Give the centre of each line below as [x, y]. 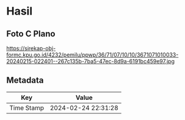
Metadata [25, 80]
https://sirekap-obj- [31, 48]
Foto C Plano [31, 34]
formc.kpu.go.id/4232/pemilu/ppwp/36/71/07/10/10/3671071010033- [92, 55]
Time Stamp [27, 108]
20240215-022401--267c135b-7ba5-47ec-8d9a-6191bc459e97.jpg [91, 61]
